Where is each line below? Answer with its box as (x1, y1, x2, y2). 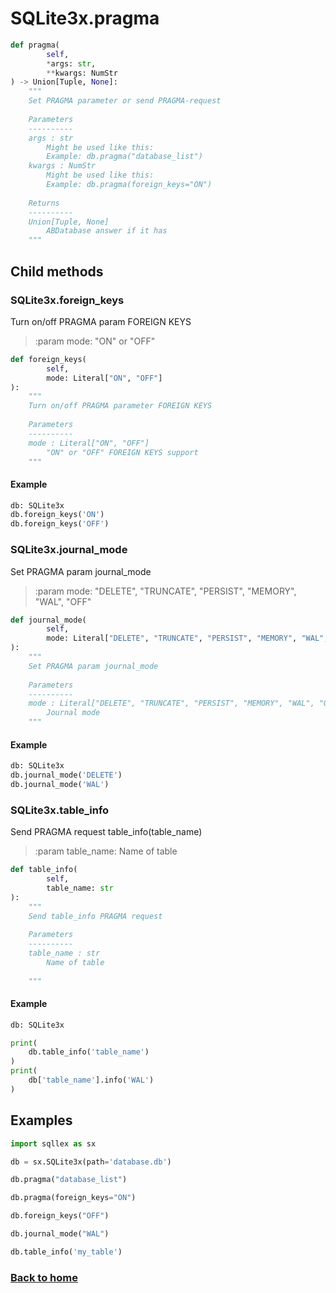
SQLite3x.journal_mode (10, 543, 128, 557)
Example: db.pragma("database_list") (46, 152, 203, 162)
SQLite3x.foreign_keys (10, 293, 125, 307)
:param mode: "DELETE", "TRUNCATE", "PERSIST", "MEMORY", (34, 585, 297, 597)
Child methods (10, 263, 104, 280)
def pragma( (10, 40, 60, 50)
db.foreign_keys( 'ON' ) (10, 510, 105, 520)
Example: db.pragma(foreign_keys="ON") (46, 180, 213, 190)
